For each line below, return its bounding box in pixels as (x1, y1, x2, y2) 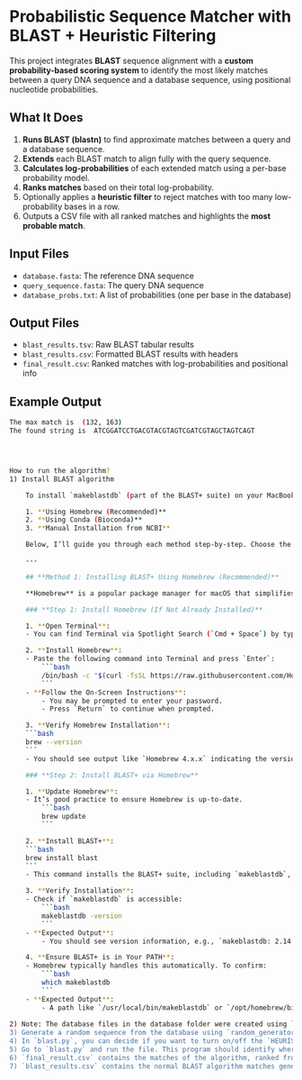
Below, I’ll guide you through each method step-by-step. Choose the (25, 540, 292, 549)
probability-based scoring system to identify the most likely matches (9, 65, 269, 76)
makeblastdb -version (41, 912, 123, 921)
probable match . (22, 220, 85, 231)
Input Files (9, 246, 69, 262)
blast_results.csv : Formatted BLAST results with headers (22, 349, 239, 359)
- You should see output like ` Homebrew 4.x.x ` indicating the (25, 754, 268, 763)
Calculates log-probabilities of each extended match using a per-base (22, 162, 287, 173)
